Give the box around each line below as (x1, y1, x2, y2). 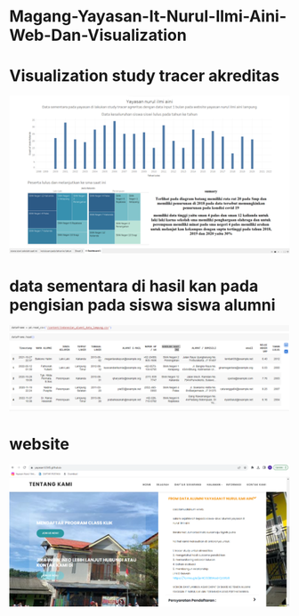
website (9, 434, 69, 455)
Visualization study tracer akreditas (9, 66, 280, 86)
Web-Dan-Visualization (9, 25, 187, 45)
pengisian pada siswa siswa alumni (9, 295, 276, 315)
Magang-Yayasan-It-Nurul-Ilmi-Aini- (9, 6, 287, 27)
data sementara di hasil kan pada (9, 276, 259, 296)
